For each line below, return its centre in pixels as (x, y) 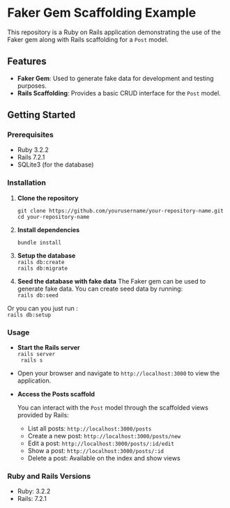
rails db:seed (38, 295)
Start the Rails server (48, 348)
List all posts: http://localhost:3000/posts (90, 429)
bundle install (39, 243)
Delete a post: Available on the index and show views (104, 459)
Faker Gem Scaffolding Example (102, 13)
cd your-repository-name (53, 217)
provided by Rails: (43, 415)
